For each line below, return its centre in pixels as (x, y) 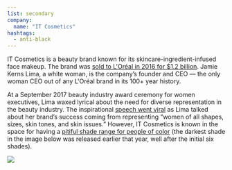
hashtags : (21, 33)
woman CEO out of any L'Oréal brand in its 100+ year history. (94, 81)
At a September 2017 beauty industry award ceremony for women (101, 95)
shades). (20, 146)
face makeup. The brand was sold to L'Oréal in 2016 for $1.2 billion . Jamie (113, 67)
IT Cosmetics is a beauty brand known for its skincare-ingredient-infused (112, 59)
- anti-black (32, 40)
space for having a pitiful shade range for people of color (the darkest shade (116, 132)
